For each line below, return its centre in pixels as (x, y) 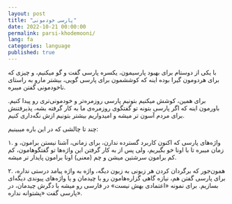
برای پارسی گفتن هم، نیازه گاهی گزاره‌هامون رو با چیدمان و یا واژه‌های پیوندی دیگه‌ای (117, 178)
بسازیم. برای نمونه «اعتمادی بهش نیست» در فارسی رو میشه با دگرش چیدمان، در (113, 185)
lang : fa (21, 40)
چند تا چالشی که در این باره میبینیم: (53, 129)
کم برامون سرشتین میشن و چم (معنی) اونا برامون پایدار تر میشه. (92, 157)
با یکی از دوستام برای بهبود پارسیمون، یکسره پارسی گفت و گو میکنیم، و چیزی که (112, 72)
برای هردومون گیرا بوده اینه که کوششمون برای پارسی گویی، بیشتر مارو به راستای (114, 79)
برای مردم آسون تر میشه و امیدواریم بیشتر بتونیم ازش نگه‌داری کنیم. (96, 115)
